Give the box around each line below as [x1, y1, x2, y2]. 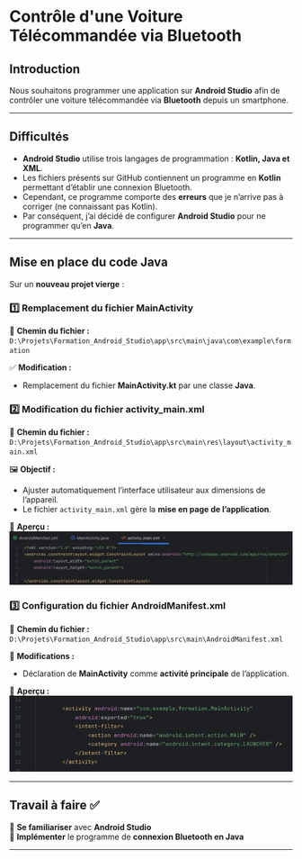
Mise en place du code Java [9, 255, 168, 270]
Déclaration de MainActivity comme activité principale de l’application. [22, 668, 289, 679]
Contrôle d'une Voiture [9, 6, 183, 27]
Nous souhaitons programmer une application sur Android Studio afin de [9, 86, 280, 95]
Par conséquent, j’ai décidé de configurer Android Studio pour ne [22, 210, 267, 222]
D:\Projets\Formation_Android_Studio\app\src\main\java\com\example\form [9, 336, 292, 346]
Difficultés [9, 129, 69, 145]
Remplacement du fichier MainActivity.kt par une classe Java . [22, 380, 256, 391]
